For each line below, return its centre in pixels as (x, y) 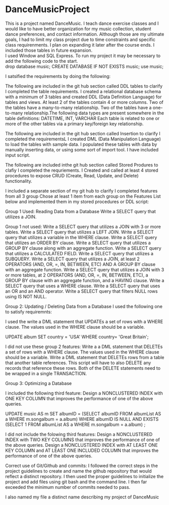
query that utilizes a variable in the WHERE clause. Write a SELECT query (81, 237)
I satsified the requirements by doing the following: (58, 76)
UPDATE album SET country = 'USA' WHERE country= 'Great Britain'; (77, 337)
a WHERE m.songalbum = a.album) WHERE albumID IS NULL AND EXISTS (82, 419)
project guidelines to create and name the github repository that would (78, 471)
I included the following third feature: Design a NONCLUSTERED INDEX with (84, 393)
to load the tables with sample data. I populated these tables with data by (81, 144)
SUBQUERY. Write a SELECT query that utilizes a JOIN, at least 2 (72, 259)
